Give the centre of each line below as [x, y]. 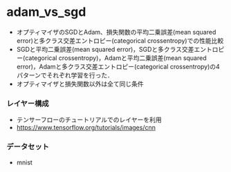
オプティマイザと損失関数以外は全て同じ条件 [80, 84]
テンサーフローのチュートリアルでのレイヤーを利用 [89, 120]
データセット [28, 147]
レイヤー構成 [28, 103]
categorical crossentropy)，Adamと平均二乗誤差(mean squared [115, 58]
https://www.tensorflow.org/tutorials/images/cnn [86, 128]
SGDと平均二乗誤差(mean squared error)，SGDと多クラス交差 [105, 49]
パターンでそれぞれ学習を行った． [65, 75]
